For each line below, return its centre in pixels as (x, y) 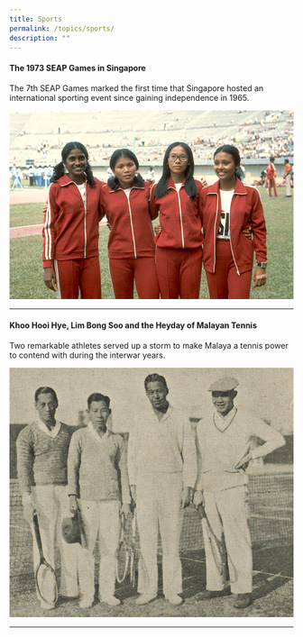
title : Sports (36, 19)
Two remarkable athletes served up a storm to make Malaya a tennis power (149, 345)
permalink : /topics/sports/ (62, 28)
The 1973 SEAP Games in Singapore (78, 68)
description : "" (40, 38)
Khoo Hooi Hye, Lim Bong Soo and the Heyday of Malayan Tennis (133, 325)
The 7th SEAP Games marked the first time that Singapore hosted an (137, 88)
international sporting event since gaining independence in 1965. (129, 97)
